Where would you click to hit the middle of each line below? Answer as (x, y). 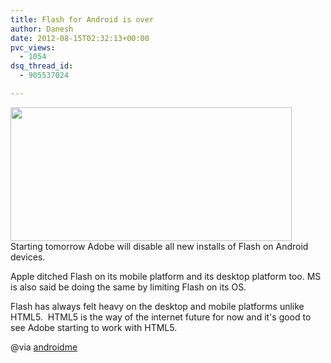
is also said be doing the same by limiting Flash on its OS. (128, 287)
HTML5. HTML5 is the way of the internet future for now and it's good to (161, 317)
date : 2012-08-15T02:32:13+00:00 (80, 38)
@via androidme (44, 347)
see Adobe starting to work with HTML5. (94, 327)
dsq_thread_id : (42, 66)
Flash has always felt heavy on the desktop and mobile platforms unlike (157, 306)
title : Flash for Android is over (82, 19)
